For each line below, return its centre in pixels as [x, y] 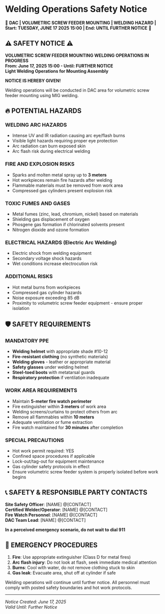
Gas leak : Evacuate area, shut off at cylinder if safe [64, 573]
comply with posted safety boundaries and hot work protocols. [69, 587]
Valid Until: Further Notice [31, 607]
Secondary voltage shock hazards [47, 258]
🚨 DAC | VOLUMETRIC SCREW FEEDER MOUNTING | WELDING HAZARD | [81, 23]
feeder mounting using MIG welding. [42, 95]
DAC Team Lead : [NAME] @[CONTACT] [45, 520]
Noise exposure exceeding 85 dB [46, 298]
